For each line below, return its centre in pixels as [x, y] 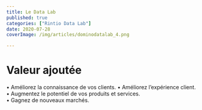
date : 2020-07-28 [28, 29]
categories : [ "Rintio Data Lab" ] [49, 23]
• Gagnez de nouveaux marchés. [48, 100]
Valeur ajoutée [44, 70]
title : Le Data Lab [31, 12]
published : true [27, 18]
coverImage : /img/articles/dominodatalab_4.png [68, 35]
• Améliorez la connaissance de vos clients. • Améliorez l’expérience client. [101, 87]
